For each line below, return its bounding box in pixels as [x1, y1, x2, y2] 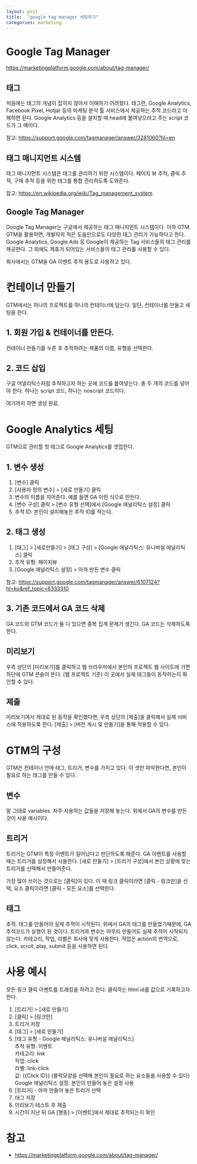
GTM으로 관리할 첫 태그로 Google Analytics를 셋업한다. [6, 443, 134, 450]
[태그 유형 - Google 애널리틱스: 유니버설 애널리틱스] [14, 1035, 134, 1042]
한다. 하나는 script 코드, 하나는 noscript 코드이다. [12, 387, 126, 394]
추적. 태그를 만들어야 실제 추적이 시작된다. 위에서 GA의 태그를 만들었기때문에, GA [6, 920, 192, 927]
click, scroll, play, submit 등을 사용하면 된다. [6, 942, 110, 949]
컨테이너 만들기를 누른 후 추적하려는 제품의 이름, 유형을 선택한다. [6, 344, 154, 351]
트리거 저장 [14, 1020, 41, 1027]
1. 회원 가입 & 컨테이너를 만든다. [6, 328, 115, 338]
